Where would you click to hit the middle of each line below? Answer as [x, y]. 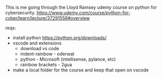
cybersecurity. [20, 13]
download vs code [40, 48]
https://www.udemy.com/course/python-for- [84, 13]
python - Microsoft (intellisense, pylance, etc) [68, 59]
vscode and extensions [37, 43]
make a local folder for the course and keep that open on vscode [80, 70]
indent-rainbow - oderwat [47, 54]
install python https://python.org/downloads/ [60, 38]
